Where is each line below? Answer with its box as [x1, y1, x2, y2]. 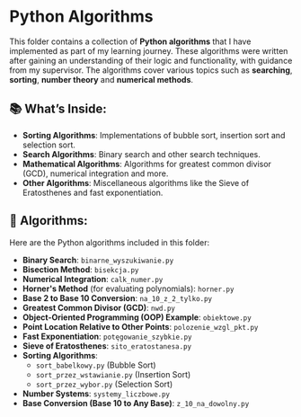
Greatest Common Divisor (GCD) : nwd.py [22, 302, 175, 313]
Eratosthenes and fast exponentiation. [22, 187, 164, 198]
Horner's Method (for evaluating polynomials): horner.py [22, 283, 235, 294]
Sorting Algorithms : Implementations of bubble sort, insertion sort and [22, 129, 286, 140]
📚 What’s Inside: [9, 102, 108, 117]
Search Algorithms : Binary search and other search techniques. [22, 148, 261, 159]
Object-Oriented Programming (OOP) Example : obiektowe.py [22, 312, 252, 323]
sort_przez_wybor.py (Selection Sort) [35, 378, 173, 389]
